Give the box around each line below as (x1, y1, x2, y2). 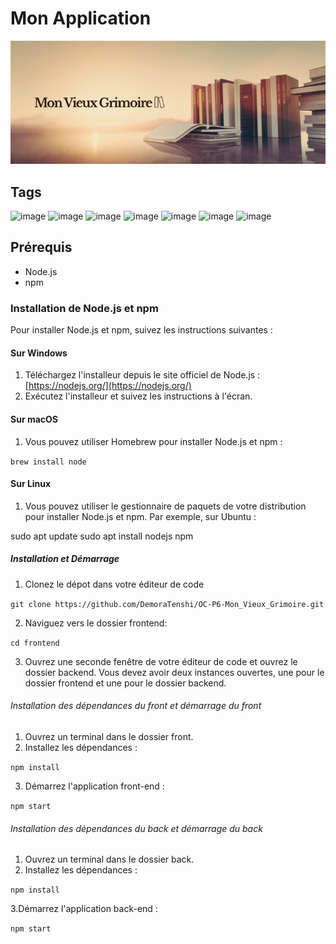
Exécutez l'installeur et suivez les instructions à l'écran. (24, 390, 253, 402)
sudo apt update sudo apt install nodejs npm (10, 530, 194, 542)
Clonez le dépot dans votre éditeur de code (24, 578, 205, 590)
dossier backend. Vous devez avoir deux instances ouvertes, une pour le (24, 666, 325, 678)
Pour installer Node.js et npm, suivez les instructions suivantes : (10, 324, 273, 336)
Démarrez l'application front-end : (24, 780, 165, 792)
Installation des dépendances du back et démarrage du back (10, 822, 263, 834)
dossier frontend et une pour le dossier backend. (24, 677, 227, 689)
